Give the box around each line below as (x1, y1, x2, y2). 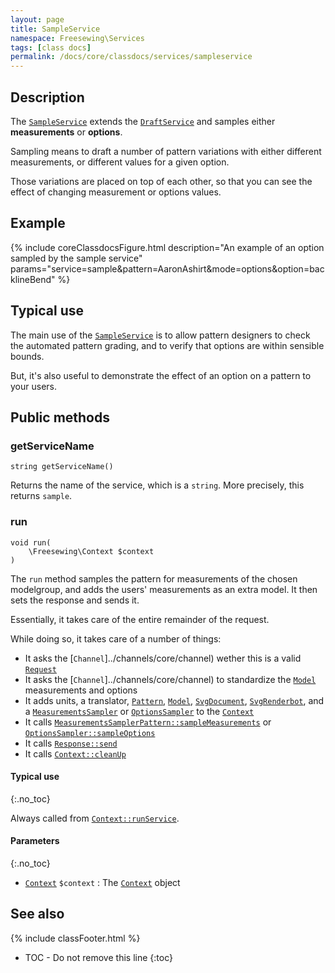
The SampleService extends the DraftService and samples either (10, 115, 276, 127)
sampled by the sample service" (10, 252, 143, 264)
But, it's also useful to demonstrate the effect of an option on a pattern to (10, 369, 312, 381)
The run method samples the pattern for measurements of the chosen (10, 572, 298, 585)
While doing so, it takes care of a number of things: (10, 632, 222, 645)
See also (10, 906, 65, 923)
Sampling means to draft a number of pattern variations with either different (10, 145, 322, 157)
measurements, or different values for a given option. (10, 156, 230, 168)
